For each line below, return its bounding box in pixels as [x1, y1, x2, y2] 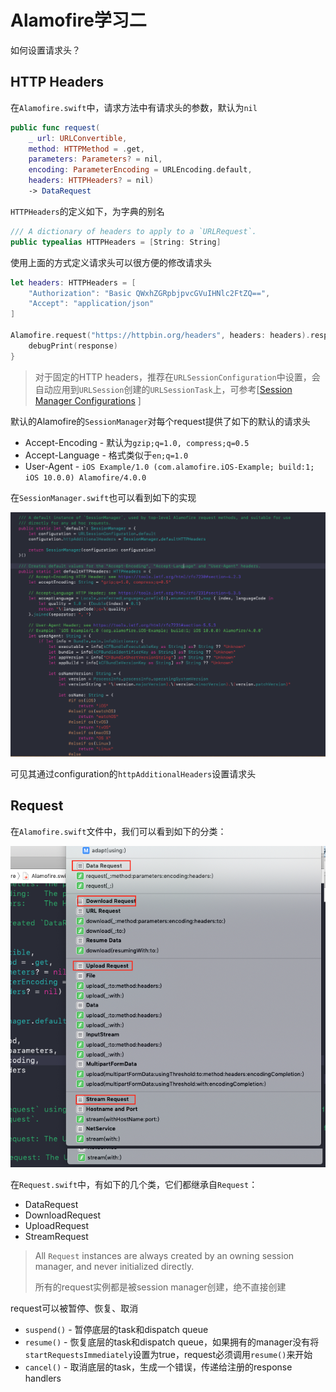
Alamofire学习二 [10, 9, 147, 32]
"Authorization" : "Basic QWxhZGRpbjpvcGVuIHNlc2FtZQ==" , [28, 288, 271, 298]
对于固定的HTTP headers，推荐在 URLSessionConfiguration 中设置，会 [34, 371, 321, 383]
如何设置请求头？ [10, 44, 81, 56]
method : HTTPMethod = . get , [28, 144, 145, 154]
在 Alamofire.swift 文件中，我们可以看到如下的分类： [10, 825, 227, 837]
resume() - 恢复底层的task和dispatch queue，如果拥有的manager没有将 [24, 1336, 320, 1348]
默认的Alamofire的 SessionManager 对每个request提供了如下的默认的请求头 [10, 415, 311, 427]
